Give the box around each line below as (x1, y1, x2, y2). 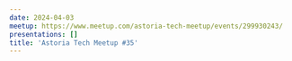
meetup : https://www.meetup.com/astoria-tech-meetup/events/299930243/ (9, 22, 283, 30)
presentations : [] (9, 30, 78, 39)
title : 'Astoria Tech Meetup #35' (9, 38, 139, 48)
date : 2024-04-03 (9, 13, 75, 22)
